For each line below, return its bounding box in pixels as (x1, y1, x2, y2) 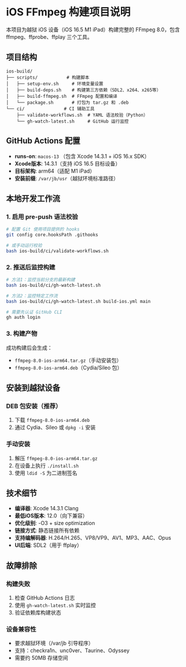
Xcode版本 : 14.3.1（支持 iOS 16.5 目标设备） (14, 160, 121, 167)
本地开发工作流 (6, 193, 60, 203)
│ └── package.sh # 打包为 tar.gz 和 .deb (6, 100, 129, 105)
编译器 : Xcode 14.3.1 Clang (14, 505, 79, 512)
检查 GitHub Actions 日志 (14, 595, 75, 602)
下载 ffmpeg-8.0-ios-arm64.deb (14, 417, 90, 424)
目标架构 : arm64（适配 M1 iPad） (14, 167, 96, 174)
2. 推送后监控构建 (6, 263, 56, 271)
